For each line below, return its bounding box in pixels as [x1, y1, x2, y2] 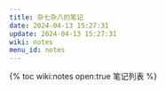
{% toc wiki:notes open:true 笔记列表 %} [9, 71, 158, 82]
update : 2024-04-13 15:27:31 [9, 29, 117, 38]
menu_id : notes [9, 46, 66, 55]
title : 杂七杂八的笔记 [9, 12, 84, 22]
